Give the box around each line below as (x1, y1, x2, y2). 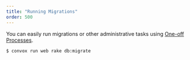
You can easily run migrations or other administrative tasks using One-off (6, 30, 184, 37)
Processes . (6, 36, 34, 44)
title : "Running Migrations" (6, 8, 78, 15)
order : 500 (6, 14, 33, 20)
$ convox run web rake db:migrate (6, 48, 91, 54)
